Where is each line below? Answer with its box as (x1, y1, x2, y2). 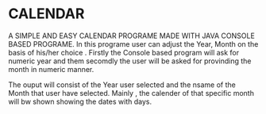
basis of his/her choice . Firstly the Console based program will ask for (8, 47, 240, 57)
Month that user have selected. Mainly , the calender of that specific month (8, 88, 254, 97)
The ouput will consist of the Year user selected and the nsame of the (8, 80, 236, 89)
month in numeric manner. (8, 64, 94, 74)
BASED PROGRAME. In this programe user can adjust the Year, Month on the (8, 39, 259, 48)
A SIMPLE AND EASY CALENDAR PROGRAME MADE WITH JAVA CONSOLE (8, 31, 256, 40)
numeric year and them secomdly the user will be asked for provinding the (8, 56, 252, 66)
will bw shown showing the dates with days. (8, 97, 152, 106)
